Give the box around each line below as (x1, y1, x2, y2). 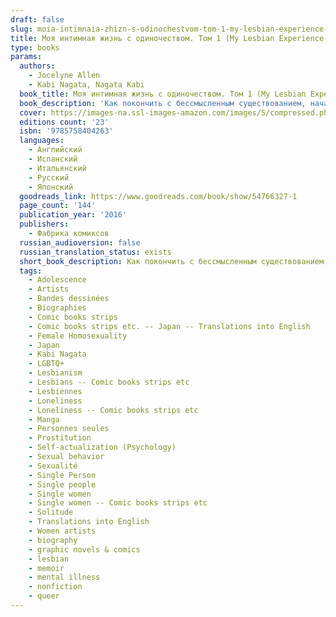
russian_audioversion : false (19, 237, 141, 248)
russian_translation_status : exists (19, 247, 172, 257)
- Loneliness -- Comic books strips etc (28, 405, 199, 415)
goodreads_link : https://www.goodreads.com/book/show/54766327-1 (19, 191, 298, 201)
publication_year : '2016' (19, 210, 128, 220)
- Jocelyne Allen (28, 71, 101, 81)
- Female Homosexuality (28, 331, 128, 341)
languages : (19, 136, 65, 146)
